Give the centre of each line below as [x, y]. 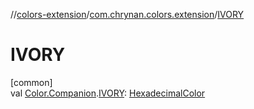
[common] [31, 82]
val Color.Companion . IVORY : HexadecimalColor [108, 93]
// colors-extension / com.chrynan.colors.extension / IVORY [127, 14]
